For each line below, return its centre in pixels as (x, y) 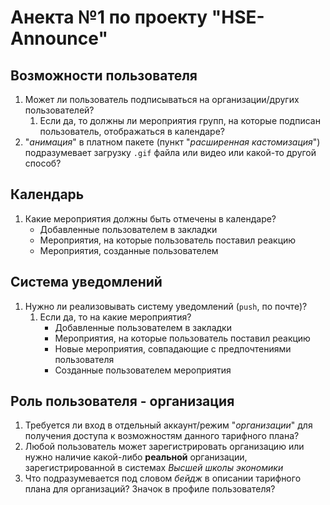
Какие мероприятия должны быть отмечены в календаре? (150, 218)
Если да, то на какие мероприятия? (115, 317)
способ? (43, 163)
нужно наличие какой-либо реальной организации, (136, 457)
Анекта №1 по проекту (109, 17)
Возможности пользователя (104, 75)
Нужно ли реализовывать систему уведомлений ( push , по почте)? (166, 306)
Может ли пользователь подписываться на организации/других (162, 99)
